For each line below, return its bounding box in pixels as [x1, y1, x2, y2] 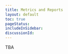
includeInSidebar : [5, 26, 43, 31]
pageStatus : [5, 21, 30, 26]
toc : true [5, 16, 26, 21]
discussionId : [5, 30, 35, 35]
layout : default [5, 12, 39, 17]
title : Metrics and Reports [5, 7, 64, 12]
